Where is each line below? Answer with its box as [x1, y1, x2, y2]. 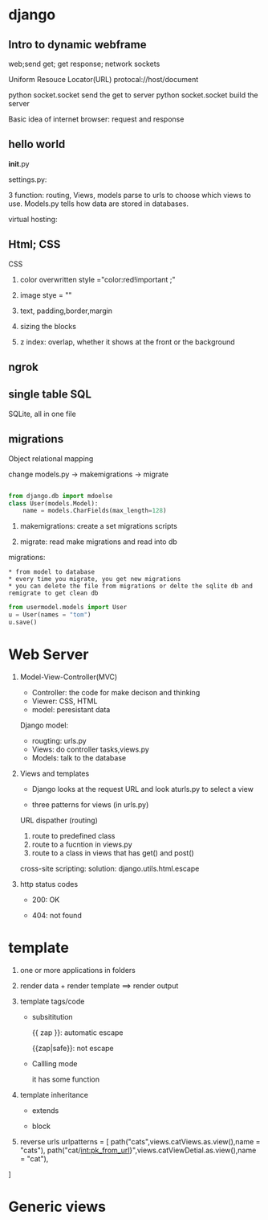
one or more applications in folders [19, 965, 136, 975]
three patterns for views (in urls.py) [31, 799, 149, 810]
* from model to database [8, 568, 95, 576]
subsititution [31, 1012, 74, 1021]
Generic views [8, 1197, 107, 1216]
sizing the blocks [19, 321, 76, 331]
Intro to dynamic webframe [8, 38, 147, 52]
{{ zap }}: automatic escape [31, 1028, 124, 1037]
